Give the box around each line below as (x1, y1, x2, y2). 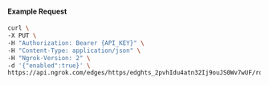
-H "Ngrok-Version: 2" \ (7, 54, 91, 62)
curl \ (7, 24, 30, 32)
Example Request (7, 6, 67, 16)
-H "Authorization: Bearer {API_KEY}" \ (7, 38, 145, 47)
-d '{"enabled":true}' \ (7, 61, 91, 70)
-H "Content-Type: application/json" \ (7, 47, 141, 55)
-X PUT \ (7, 32, 37, 40)
